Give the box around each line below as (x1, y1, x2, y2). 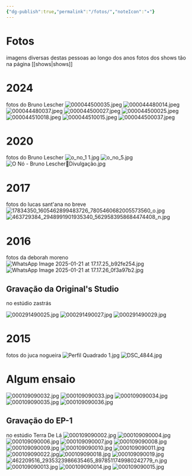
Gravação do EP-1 (6, 416, 73, 426)
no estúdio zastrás (6, 300, 52, 307)
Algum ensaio (6, 372, 76, 386)
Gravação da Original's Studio (6, 284, 119, 294)
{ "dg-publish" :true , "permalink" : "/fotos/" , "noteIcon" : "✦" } (6, 8, 155, 15)
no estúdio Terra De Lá (6, 431, 62, 439)
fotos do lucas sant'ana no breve (6, 201, 87, 208)
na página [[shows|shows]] (6, 60, 73, 67)
